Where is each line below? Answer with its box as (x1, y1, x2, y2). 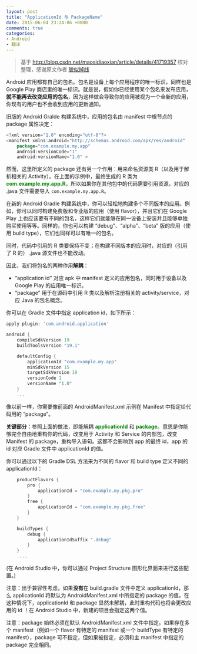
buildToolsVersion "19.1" (16, 343, 81, 349)
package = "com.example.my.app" (16, 143, 91, 149)
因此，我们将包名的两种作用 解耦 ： (6, 262, 89, 269)
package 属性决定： (6, 120, 55, 127)
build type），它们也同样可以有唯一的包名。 (12, 229, 117, 236)
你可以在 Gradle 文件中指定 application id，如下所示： (6, 309, 136, 316)
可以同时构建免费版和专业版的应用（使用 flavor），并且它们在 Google (21, 208, 187, 215)
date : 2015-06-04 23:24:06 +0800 (6, 19, 88, 25)
